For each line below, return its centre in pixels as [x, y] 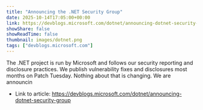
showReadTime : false [32, 34]
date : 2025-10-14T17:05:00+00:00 [48, 18]
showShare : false [28, 29]
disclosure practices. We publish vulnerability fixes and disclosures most [97, 69]
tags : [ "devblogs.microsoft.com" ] [50, 46]
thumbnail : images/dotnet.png [44, 40]
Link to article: [33, 94]
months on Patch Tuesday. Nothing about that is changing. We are [89, 76]
